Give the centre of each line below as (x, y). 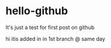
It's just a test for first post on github (50, 27)
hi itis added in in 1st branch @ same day (56, 39)
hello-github (37, 11)
